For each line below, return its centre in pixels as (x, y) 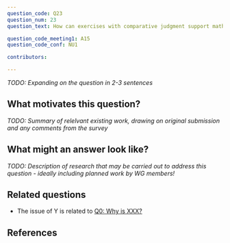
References (32, 232)
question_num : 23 (32, 20)
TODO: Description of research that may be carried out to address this (107, 166)
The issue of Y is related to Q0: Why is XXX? (79, 211)
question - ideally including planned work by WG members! (91, 173)
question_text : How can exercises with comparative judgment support (108, 26)
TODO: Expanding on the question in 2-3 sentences (80, 82)
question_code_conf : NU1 (42, 45)
